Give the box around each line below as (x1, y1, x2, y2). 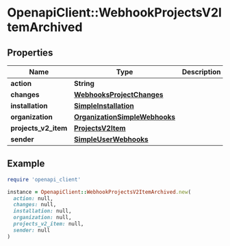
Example (7, 158, 45, 170)
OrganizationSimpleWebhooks (74, 112, 176, 122)
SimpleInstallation (74, 101, 135, 111)
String (74, 79, 94, 88)
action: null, (13, 194, 53, 202)
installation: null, (13, 208, 72, 214)
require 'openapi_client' (7, 176, 81, 183)
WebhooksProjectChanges (74, 90, 164, 99)
